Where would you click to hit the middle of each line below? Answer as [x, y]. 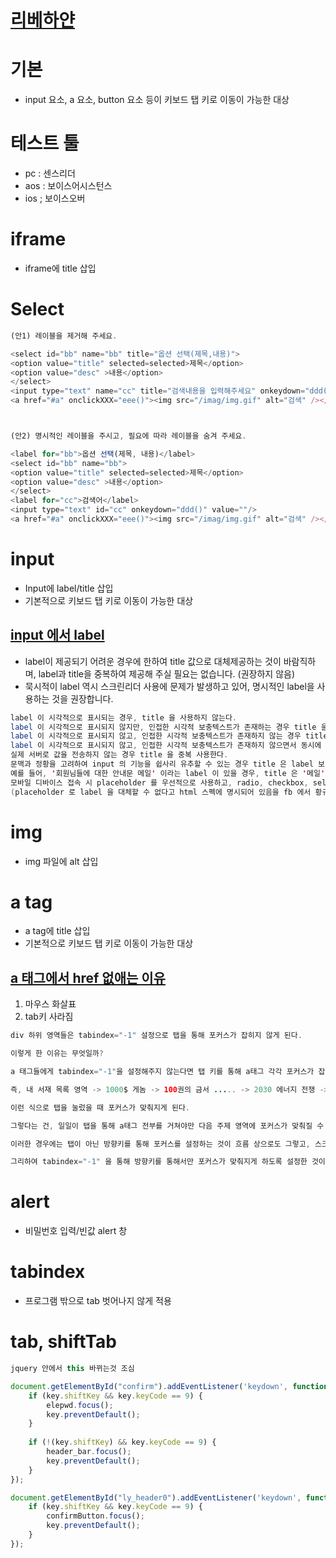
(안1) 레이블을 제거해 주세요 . [64, 336]
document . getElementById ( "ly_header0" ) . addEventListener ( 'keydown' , [156, 1497]
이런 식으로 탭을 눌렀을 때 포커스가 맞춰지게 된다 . [100, 1107]
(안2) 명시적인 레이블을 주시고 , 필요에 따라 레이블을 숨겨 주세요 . [128, 436]
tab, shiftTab [64, 1342]
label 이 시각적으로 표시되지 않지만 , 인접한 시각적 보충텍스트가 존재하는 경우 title [163, 727]
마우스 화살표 [50, 1004]
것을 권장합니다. [82, 698]
